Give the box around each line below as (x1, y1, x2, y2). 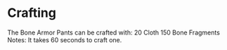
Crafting (7, 5, 56, 21)
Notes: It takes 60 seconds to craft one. (7, 35, 122, 44)
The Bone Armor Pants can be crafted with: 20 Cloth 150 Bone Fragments (7, 28, 220, 37)
